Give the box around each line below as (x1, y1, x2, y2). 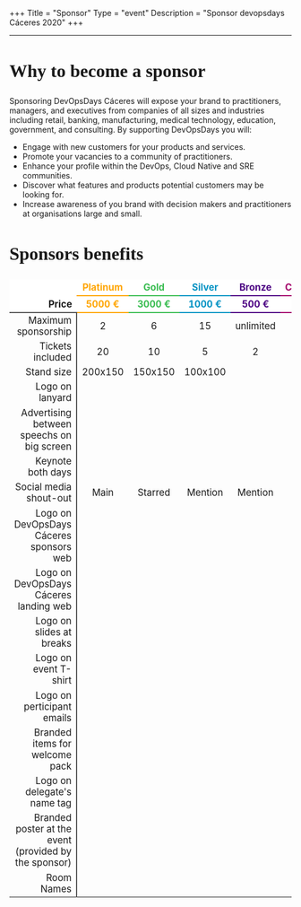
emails (43, 711, 72, 724)
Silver (191, 281, 219, 293)
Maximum (28, 314, 72, 327)
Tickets (39, 340, 72, 353)
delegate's (25, 786, 72, 798)
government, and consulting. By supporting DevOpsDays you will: (9, 125, 253, 135)
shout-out (26, 493, 72, 505)
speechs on (20, 429, 72, 441)
